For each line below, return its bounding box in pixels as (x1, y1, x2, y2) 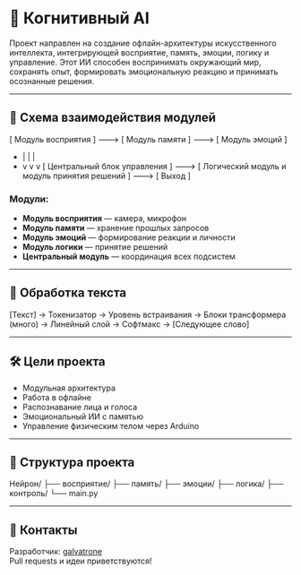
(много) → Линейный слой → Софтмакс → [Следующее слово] (9, 318, 250, 330)
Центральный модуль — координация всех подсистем (21, 251, 236, 262)
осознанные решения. (9, 75, 95, 86)
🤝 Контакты (9, 522, 78, 537)
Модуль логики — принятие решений (21, 242, 168, 253)
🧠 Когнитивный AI (9, 8, 150, 29)
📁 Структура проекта (9, 455, 135, 470)
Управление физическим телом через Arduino (21, 420, 200, 431)
